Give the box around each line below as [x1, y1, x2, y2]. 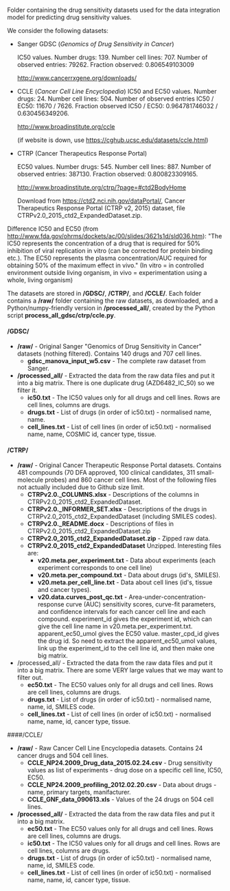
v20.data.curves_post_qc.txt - [37, 593, 128, 602]
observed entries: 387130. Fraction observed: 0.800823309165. [16, 170, 198, 178]
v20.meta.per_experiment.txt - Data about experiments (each [37, 556, 216, 564]
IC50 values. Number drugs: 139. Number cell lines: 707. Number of [16, 53, 208, 61]
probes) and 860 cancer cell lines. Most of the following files [44, 475, 217, 484]
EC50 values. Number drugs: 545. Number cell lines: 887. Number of [16, 163, 211, 171]
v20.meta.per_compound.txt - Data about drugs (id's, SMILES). [37, 571, 221, 580]
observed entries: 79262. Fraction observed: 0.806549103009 [16, 61, 194, 68]
